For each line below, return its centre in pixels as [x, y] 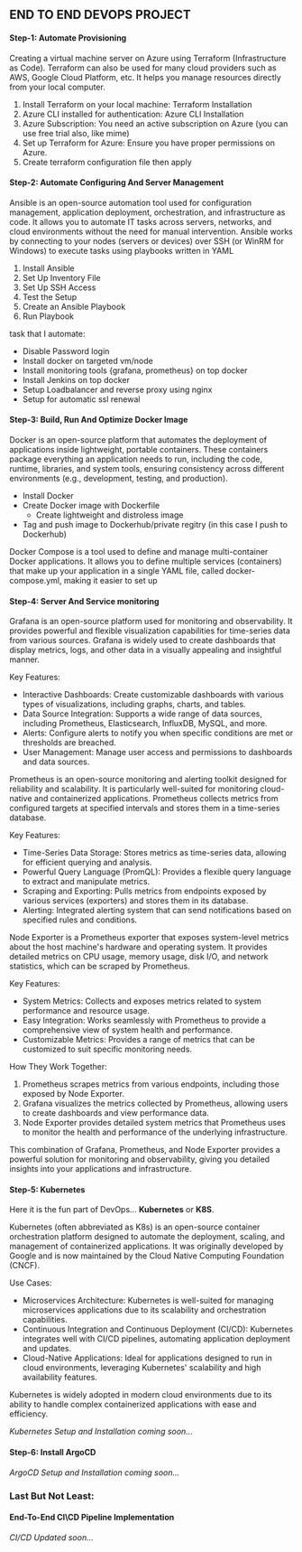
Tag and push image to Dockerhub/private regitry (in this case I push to [155, 524]
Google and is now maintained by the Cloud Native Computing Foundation [147, 1256]
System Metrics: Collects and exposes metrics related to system [142, 1001]
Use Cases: [31, 1283]
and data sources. [56, 762]
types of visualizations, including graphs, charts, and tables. [134, 705]
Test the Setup [50, 296]
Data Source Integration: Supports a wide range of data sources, [142, 714]
